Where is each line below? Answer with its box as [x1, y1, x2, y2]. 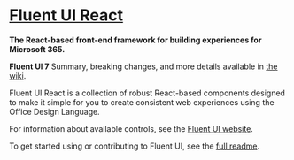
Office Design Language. [9, 106, 100, 117]
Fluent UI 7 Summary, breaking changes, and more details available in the [9, 61, 278, 72]
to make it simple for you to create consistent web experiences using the [9, 96, 275, 107]
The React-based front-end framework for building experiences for [9, 34, 262, 45]
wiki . [9, 70, 27, 80]
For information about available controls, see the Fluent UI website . [9, 123, 254, 133]
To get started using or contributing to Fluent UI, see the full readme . [9, 141, 259, 151]
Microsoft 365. [9, 43, 66, 54]
